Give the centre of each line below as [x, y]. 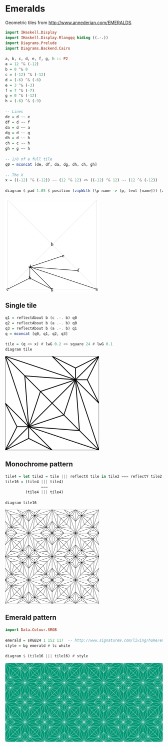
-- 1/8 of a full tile [29, 159]
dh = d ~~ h [17, 138]
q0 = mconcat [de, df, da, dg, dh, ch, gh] [51, 164]
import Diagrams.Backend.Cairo [38, 48]
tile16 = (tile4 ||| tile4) [34, 482]
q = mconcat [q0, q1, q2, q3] [37, 333]
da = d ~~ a [17, 127]
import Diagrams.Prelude [31, 43]
